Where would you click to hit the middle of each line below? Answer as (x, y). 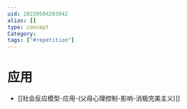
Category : (22, 34)
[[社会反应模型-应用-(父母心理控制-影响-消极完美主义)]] (99, 98)
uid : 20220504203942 (38, 14)
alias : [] (22, 21)
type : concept (28, 27)
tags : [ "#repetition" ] (41, 40)
